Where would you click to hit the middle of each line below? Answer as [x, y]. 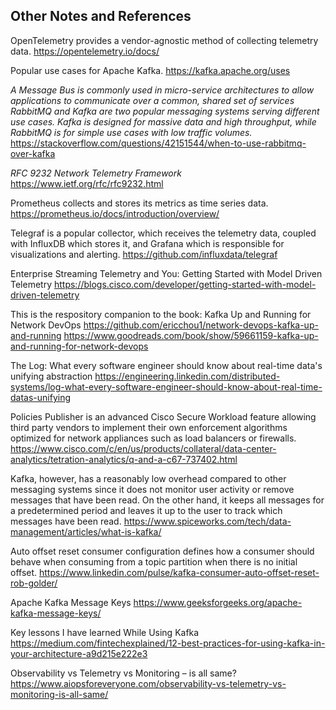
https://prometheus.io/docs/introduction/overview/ [115, 213]
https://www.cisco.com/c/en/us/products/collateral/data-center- [143, 448]
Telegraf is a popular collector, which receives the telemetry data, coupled [163, 233]
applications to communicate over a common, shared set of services [152, 100]
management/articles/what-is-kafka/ [86, 531]
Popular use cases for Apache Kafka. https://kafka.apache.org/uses [150, 70]
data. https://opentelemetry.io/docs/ [85, 51]
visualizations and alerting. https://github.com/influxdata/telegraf [144, 254]
